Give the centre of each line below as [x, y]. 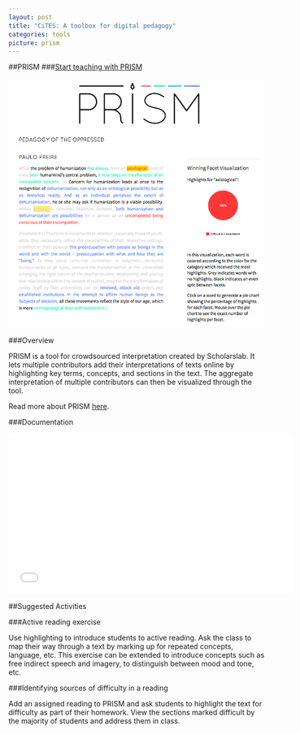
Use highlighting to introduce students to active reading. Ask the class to [130, 637]
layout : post [30, 17]
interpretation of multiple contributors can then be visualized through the [130, 382]
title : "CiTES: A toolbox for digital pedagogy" [92, 26]
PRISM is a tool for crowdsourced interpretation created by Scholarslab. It [132, 356]
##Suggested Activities [48, 606]
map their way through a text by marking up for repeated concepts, [121, 646]
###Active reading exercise [55, 622]
